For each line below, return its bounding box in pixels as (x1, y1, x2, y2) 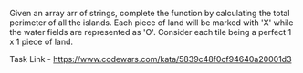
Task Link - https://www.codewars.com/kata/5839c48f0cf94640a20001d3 (9, 54, 292, 64)
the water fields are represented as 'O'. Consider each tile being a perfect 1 (9, 27, 292, 37)
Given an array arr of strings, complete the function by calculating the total (9, 8, 290, 18)
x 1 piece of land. (9, 36, 74, 47)
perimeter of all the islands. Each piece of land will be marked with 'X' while (9, 17, 294, 28)
